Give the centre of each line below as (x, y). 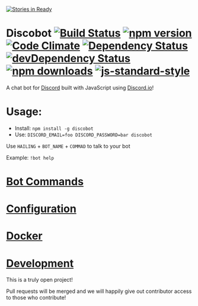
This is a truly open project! (39, 280)
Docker (24, 236)
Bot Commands (45, 182)
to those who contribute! (36, 298)
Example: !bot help (30, 157)
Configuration (41, 209)
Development (40, 263)
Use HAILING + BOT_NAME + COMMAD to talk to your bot (68, 146)
